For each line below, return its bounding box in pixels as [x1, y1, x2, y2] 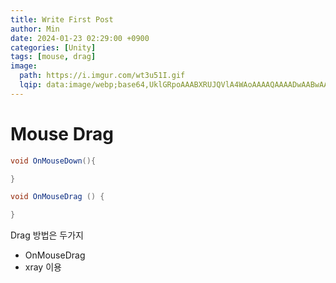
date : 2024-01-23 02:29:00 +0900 [10, 33, 150, 43]
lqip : [19, 80, 43, 90]
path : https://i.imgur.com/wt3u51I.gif [19, 71, 186, 81]
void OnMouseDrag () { [10, 192, 105, 202]
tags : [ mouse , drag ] [10, 52, 97, 62]
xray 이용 [24, 261, 62, 273]
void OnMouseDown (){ [10, 156, 97, 166]
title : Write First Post [10, 14, 114, 25]
